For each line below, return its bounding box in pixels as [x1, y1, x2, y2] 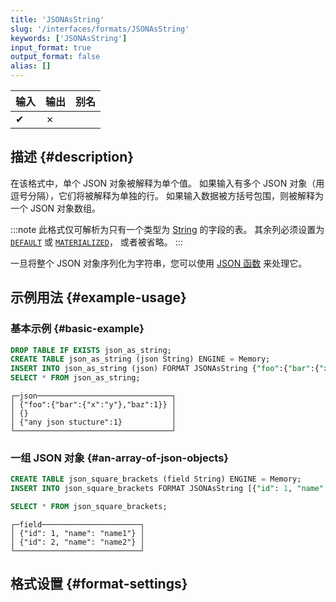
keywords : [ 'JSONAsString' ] [10, 33, 128, 43]
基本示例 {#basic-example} [10, 322, 145, 336]
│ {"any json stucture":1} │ [10, 417, 177, 427]
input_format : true [10, 42, 92, 53]
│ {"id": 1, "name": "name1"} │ [10, 528, 145, 538]
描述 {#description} [10, 149, 135, 166]
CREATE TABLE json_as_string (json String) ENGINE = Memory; [10, 354, 271, 365]
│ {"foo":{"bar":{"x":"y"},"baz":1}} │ [10, 400, 177, 410]
